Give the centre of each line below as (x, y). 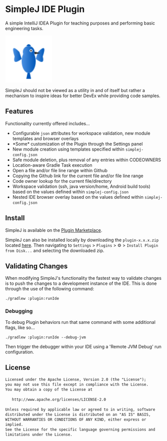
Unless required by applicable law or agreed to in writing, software (80, 410)
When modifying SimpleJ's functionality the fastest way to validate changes (83, 278)
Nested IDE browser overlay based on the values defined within (78, 197)
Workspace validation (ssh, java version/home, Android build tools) (81, 186)
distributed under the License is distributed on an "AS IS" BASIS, (78, 415)
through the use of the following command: (49, 289)
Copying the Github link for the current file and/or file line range (78, 176)
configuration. (19, 352)
